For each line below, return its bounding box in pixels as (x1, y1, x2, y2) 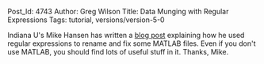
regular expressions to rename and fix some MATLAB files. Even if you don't (7, 39, 256, 48)
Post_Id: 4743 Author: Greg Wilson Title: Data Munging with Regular (7, 7, 229, 16)
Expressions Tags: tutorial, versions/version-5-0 (7, 15, 165, 24)
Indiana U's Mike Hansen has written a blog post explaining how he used (7, 31, 245, 40)
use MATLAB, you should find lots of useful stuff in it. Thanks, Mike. (7, 47, 229, 56)
